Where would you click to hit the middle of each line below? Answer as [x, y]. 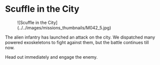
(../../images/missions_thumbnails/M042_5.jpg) [64, 27]
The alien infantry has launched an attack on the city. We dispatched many [80, 37]
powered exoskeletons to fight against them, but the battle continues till [77, 42]
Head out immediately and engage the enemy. [51, 57]
